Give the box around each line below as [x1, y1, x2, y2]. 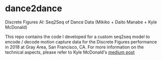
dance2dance [5, 3, 62, 14]
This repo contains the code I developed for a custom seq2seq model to [5, 34, 150, 40]
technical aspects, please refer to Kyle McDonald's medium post [5, 49, 135, 55]
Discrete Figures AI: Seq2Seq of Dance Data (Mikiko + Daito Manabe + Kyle [5, 19, 157, 25]
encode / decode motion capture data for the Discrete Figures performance [5, 39, 157, 44]
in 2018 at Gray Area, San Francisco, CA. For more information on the [5, 44, 144, 50]
